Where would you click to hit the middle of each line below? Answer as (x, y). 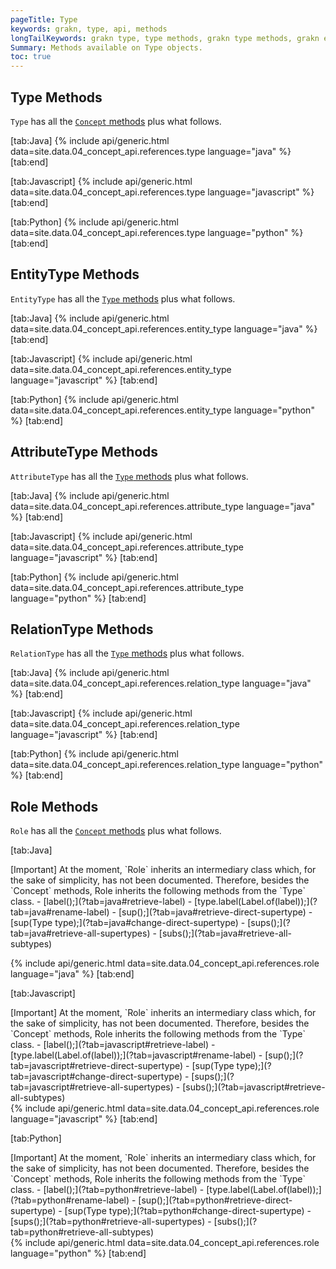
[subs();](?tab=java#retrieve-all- (225, 933)
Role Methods (54, 806)
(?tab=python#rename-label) (70, 1200)
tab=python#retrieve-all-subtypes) (82, 1232)
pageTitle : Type (44, 19)
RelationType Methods (82, 629)
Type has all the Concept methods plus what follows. (116, 121)
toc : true (31, 57)
